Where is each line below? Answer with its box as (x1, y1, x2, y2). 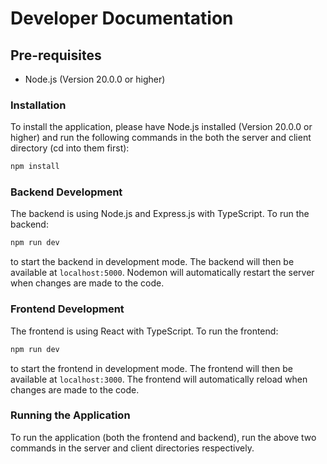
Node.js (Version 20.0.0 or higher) (24, 73, 166, 85)
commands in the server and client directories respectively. (10, 442, 255, 454)
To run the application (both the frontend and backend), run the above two (10, 431, 317, 443)
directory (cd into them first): (10, 142, 130, 154)
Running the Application (10, 408, 131, 422)
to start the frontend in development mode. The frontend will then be (10, 362, 293, 374)
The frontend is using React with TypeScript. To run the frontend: (10, 325, 279, 337)
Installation (10, 98, 67, 112)
